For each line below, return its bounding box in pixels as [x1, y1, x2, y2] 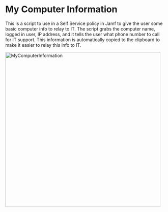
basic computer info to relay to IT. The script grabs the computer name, [5, 25, 155, 32]
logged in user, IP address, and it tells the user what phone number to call [5, 31, 160, 37]
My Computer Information [5, 4, 118, 15]
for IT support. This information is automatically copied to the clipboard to [5, 37, 160, 43]
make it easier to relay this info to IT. [5, 42, 81, 48]
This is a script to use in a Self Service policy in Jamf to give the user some [5, 20, 163, 26]
